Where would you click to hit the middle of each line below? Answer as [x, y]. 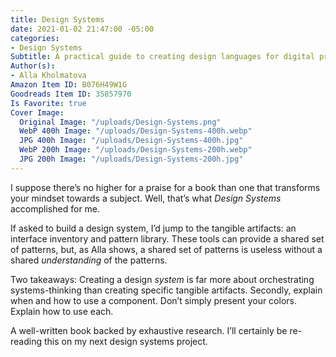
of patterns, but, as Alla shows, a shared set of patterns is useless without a [166, 249]
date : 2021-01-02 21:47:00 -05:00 [82, 29]
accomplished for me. [55, 208]
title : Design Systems [57, 19]
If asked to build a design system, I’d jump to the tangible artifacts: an [153, 228]
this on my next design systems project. [125, 341]
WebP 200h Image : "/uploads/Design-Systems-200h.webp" [136, 150]
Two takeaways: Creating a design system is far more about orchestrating [162, 279]
